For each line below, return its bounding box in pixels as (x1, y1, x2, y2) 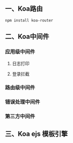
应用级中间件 (5, 48, 36, 55)
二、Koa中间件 (5, 32, 50, 41)
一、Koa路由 (5, 4, 43, 13)
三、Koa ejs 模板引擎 (5, 129, 68, 138)
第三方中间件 (5, 113, 36, 120)
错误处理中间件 (5, 98, 40, 105)
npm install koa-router (5, 18, 54, 23)
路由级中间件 (5, 84, 36, 91)
